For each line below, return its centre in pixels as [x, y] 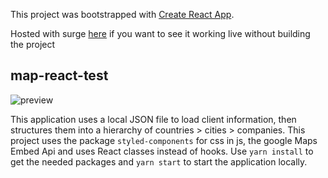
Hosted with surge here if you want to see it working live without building [160, 33]
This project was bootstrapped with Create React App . [122, 14]
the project [33, 44]
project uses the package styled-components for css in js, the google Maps [164, 140]
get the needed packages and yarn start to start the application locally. [159, 161]
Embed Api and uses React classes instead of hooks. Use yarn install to [162, 151]
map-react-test [59, 75]
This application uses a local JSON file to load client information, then [153, 119]
